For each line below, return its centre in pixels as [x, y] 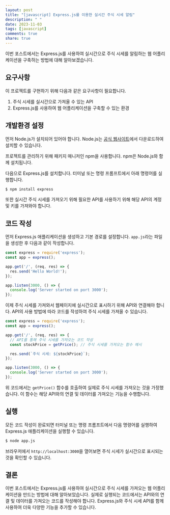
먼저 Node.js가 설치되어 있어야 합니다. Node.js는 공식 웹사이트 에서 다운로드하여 [84, 139]
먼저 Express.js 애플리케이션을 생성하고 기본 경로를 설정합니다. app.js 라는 [79, 237]
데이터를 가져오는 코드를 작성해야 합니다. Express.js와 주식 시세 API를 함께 [90, 501]
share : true [18, 39]
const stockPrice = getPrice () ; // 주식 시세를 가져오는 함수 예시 [76, 344]
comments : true [21, 34]
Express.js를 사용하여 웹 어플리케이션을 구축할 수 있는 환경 [71, 108]
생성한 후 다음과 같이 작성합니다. [42, 243]
